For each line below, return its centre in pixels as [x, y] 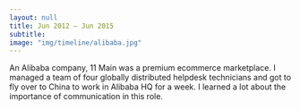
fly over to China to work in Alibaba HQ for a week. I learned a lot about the [148, 87]
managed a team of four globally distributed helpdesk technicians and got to [150, 78]
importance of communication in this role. [86, 97]
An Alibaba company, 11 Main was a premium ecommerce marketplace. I [142, 68]
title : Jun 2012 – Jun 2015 [62, 26]
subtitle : [28, 34]
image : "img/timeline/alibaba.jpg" [76, 42]
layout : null [34, 17]
